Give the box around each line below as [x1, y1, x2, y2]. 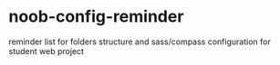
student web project [8, 45, 84, 56]
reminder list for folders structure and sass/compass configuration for [8, 36, 271, 47]
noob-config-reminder [8, 6, 184, 27]
